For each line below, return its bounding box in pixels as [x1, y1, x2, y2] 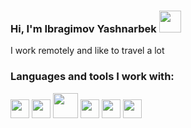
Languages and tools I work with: [10, 70, 175, 84]
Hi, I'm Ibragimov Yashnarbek [10, 21, 157, 35]
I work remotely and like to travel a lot [10, 45, 165, 57]
